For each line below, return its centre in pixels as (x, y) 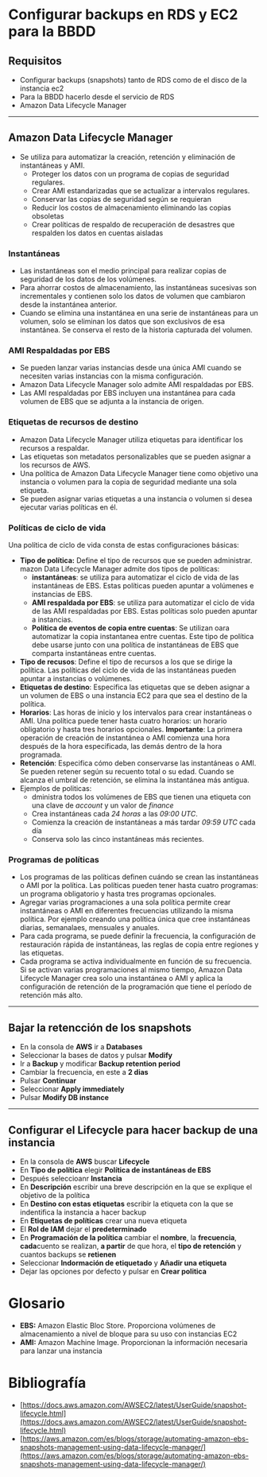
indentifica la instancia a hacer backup (83, 1212)
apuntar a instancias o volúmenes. (76, 678)
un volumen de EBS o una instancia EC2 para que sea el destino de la (133, 696)
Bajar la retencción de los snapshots (100, 1027)
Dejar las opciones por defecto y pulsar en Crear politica (113, 1271)
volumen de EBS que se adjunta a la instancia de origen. (112, 401)
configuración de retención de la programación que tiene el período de (135, 987)
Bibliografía (47, 1383)
